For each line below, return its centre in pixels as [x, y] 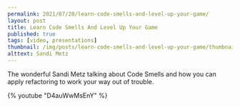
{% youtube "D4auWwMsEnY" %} [57, 95]
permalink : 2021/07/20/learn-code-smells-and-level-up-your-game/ [108, 14]
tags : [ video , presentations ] [52, 41]
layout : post [27, 21]
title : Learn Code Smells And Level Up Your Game [83, 27]
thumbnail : [24, 47]
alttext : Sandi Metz [38, 54]
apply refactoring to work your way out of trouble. [81, 81]
